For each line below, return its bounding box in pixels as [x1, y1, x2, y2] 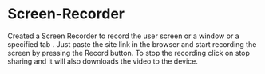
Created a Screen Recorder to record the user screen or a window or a [7, 31, 240, 41]
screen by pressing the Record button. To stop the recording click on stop [7, 48, 251, 57]
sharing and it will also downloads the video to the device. [7, 56, 199, 66]
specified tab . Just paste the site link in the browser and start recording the [7, 39, 257, 49]
